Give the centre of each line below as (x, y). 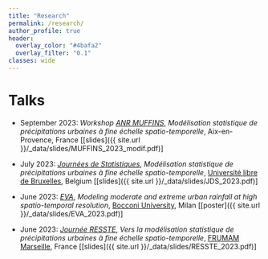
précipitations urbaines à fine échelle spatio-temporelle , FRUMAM (130, 237)
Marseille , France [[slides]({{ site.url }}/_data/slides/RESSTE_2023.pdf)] (138, 246)
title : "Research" (39, 16)
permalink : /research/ (46, 23)
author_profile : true (45, 31)
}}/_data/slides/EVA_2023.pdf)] (71, 213)
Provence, (37, 140)
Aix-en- (220, 131)
